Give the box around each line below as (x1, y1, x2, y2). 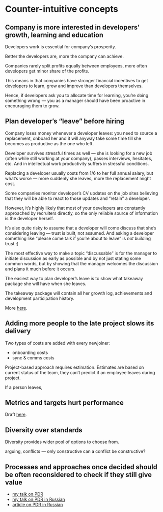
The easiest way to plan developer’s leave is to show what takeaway (5, 275, 143, 281)
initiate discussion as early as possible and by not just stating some (5, 255, 141, 261)
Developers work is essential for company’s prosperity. (5, 44, 116, 50)
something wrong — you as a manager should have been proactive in (5, 97, 146, 103)
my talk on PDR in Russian (12, 496, 65, 503)
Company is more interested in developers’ (5, 23, 140, 32)
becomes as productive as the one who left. (5, 140, 94, 146)
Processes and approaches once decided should (5, 463, 158, 471)
